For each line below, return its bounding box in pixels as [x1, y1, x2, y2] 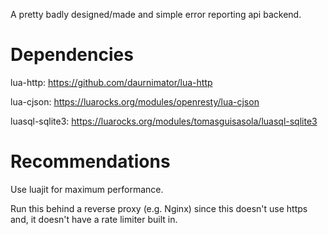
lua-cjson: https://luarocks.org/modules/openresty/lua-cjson [10, 95, 260, 108]
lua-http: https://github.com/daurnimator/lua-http [10, 76, 213, 88]
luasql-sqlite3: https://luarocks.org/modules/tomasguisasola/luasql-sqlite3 [10, 115, 318, 127]
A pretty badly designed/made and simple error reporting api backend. [10, 9, 302, 20]
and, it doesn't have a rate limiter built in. [10, 213, 178, 225]
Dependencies [10, 44, 134, 66]
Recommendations [10, 150, 171, 173]
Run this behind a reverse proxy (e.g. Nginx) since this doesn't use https [10, 202, 308, 214]
